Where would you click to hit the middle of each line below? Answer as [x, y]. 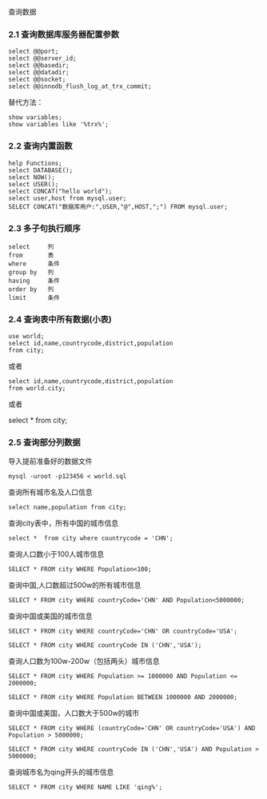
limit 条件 [34, 298]
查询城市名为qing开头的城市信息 [61, 772]
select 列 [31, 246]
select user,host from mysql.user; [68, 198]
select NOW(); [32, 177]
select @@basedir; [39, 66]
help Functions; [35, 163]
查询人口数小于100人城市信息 [56, 554]
